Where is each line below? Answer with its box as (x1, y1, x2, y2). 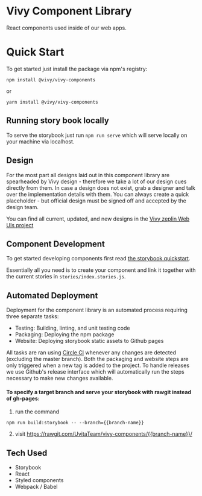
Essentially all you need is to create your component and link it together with (6, 266, 196, 274)
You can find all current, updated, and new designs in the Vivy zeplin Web (6, 215, 190, 222)
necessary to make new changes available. (6, 375, 113, 382)
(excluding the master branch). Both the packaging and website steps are (6, 356, 189, 363)
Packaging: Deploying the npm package (14, 331, 115, 338)
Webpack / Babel (14, 483, 58, 491)
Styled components (14, 477, 64, 484)
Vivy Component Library (6, 4, 132, 18)
